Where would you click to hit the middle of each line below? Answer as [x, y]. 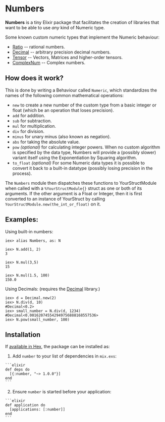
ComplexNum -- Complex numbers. [49, 62]
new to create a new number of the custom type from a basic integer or [84, 105]
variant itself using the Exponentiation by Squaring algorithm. [75, 158]
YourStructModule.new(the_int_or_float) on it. [53, 204]
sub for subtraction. [32, 121]
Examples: [22, 220]
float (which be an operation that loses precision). [63, 110]
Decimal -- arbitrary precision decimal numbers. [61, 52]
